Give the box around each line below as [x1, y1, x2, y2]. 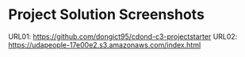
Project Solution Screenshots [8, 6, 205, 24]
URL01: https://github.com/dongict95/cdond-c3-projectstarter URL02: [8, 32, 238, 41]
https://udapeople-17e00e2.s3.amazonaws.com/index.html [8, 40, 201, 49]
